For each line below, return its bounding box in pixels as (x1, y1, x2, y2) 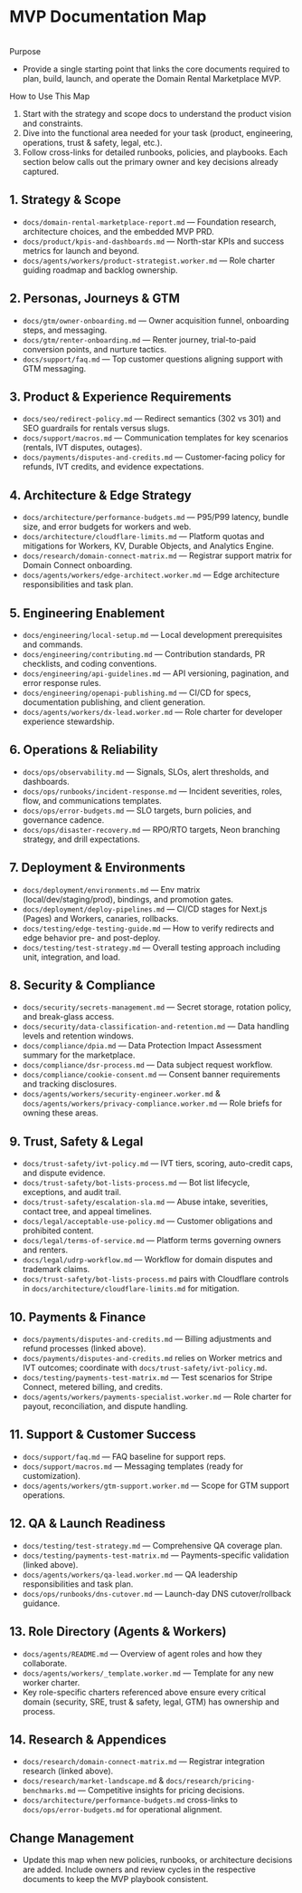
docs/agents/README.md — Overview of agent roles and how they (22, 1647, 262, 1659)
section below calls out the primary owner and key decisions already (22, 156, 278, 167)
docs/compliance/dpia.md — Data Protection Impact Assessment (22, 1040, 262, 1051)
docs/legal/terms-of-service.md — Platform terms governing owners (22, 1235, 282, 1246)
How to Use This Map (9, 91, 90, 101)
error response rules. (22, 678, 101, 688)
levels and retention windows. (22, 1030, 134, 1041)
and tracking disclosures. (22, 1078, 118, 1089)
